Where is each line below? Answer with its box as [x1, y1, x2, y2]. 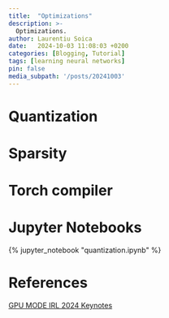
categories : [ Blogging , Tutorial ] [8, 49, 126, 58]
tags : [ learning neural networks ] [8, 58, 126, 66]
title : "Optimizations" [8, 11, 93, 20]
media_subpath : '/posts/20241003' [8, 72, 126, 80]
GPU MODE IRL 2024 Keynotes [8, 301, 113, 311]
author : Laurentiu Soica [8, 34, 93, 43]
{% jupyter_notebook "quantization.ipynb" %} [8, 245, 162, 256]
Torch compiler [8, 182, 114, 200]
